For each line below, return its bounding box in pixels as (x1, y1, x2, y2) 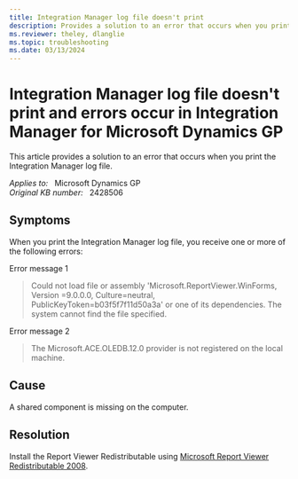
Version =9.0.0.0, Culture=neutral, (30, 289, 155, 300)
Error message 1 (9, 263, 68, 273)
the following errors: (9, 246, 83, 256)
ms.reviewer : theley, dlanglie (9, 29, 125, 38)
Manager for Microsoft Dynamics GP (9, 122, 284, 142)
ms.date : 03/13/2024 (9, 46, 86, 55)
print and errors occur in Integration (9, 103, 279, 123)
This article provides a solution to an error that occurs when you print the (9, 152, 277, 162)
